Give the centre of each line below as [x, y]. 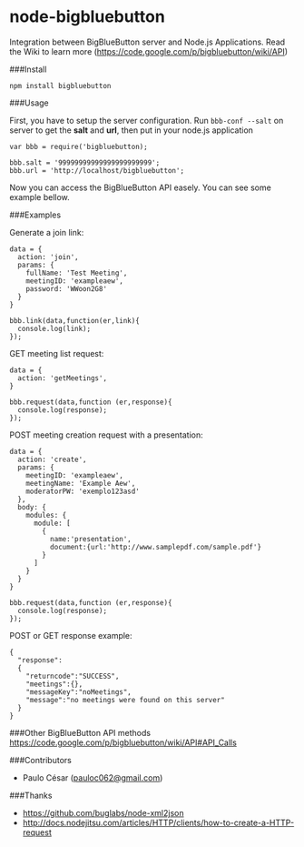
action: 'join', [48, 257]
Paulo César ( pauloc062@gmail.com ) [93, 777]
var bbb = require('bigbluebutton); [78, 146]
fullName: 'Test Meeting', [77, 273]
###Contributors [41, 760]
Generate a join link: [47, 232]
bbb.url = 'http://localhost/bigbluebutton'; [97, 170]
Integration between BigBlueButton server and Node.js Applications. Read [147, 42]
